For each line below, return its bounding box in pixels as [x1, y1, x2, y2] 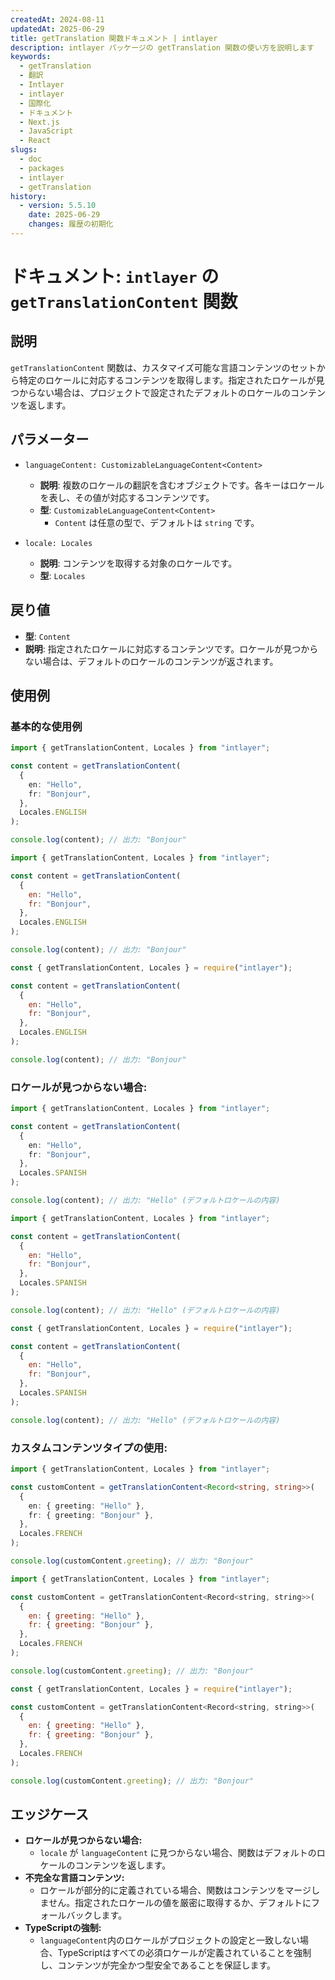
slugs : [10, 145, 38, 155]
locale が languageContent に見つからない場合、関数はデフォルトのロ [39, 1847, 326, 1859]
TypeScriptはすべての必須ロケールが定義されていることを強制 [57, 1947, 312, 1959]
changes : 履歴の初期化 [28, 219, 114, 230]
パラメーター [10, 431, 90, 448]
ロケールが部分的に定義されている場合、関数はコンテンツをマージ [39, 1884, 312, 1896]
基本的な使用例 [10, 719, 83, 733]
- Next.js [19, 117, 60, 127]
